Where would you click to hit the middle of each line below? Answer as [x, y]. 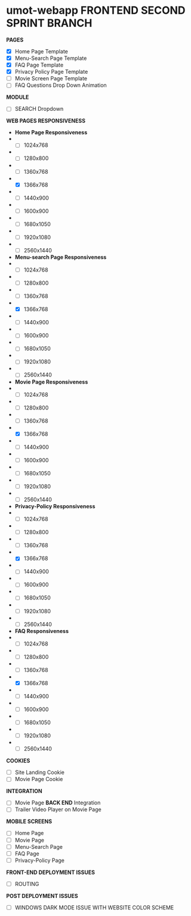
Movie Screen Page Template [51, 79]
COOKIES [18, 761]
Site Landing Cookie [39, 772]
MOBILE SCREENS [29, 821]
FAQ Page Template [39, 65]
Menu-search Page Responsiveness [61, 257]
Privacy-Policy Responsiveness [55, 507]
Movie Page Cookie [39, 779]
